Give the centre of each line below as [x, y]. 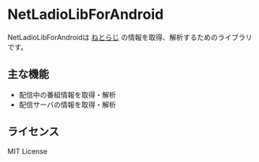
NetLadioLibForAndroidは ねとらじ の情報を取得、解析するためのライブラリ [130, 37]
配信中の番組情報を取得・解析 [67, 94]
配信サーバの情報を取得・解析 [67, 105]
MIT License [28, 151]
